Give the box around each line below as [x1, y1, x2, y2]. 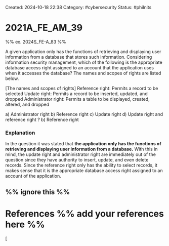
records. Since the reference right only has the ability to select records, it [5, 162, 158, 169]
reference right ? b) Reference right [5, 116, 79, 122]
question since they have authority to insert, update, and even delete [5, 157, 149, 163]
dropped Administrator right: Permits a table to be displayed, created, [5, 96, 150, 102]
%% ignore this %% [5, 187, 70, 196]
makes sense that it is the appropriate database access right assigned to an [5, 168, 163, 174]
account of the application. [5, 173, 62, 179]
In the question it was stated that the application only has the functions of [5, 141, 161, 147]
